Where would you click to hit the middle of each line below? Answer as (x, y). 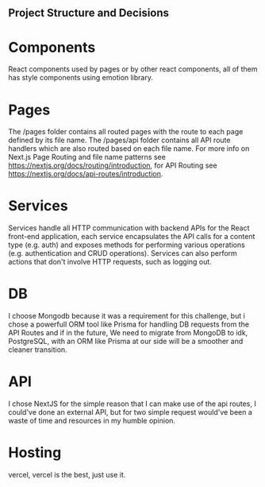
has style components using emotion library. (81, 78)
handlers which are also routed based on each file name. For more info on (129, 149)
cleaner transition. (38, 350)
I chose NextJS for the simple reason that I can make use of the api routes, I (132, 404)
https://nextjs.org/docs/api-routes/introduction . (86, 174)
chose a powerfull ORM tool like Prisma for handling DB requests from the (129, 324)
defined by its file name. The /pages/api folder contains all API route (119, 140)
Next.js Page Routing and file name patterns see (87, 157)
